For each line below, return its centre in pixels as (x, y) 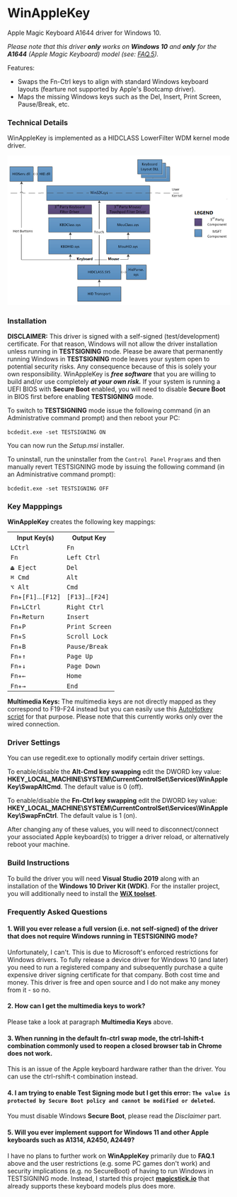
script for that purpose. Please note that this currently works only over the (115, 717)
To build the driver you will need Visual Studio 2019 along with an (103, 878)
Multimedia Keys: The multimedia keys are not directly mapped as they (112, 701)
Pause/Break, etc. (44, 104)
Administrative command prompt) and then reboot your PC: (94, 417)
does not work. (30, 1053)
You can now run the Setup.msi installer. (66, 445)
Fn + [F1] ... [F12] (36, 597)
